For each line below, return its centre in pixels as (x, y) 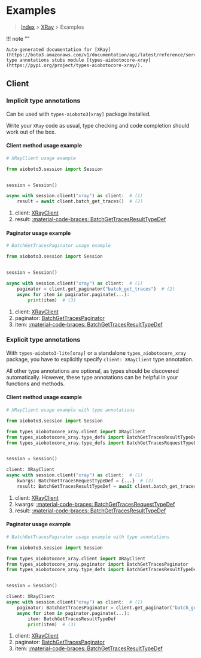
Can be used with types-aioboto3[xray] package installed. (78, 114)
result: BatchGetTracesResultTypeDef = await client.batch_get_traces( (108, 486)
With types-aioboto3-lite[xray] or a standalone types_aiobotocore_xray (96, 353)
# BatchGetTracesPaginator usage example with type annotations (88, 537)
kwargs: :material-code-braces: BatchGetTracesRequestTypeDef (95, 504)
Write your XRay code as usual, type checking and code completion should (98, 125)
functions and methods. (36, 384)
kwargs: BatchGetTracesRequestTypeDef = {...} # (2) (85, 481)
